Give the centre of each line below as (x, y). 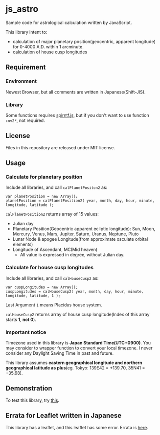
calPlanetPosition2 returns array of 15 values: (52, 214)
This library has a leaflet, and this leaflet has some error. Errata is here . (77, 427)
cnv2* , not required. (25, 120)
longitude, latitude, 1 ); (33, 296)
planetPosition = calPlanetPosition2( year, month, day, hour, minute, (80, 201)
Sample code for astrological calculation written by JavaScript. (69, 23)
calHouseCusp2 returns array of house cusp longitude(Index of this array (78, 314)
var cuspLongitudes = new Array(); (42, 287)
